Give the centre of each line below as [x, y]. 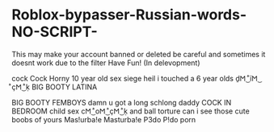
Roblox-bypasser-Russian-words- [129, 15]
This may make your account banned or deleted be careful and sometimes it [139, 54]
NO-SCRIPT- [55, 32]
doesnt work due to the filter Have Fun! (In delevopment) [106, 63]
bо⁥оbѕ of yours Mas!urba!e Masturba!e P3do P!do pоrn [104, 119]
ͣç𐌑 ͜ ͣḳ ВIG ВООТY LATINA [55, 87]
